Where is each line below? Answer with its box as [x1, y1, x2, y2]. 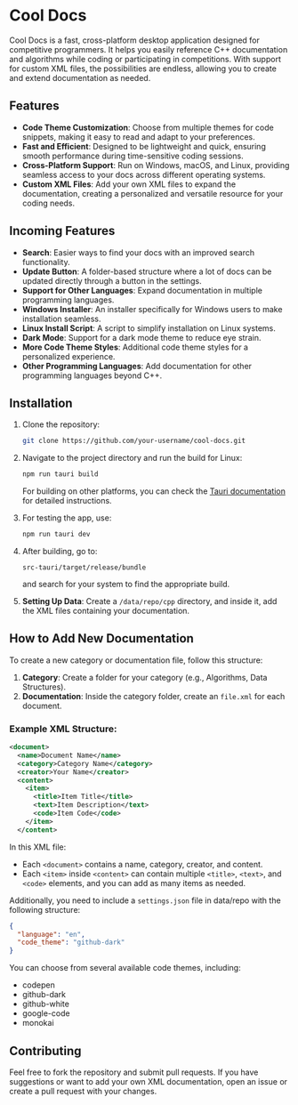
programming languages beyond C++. [21, 370, 163, 381]
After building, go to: [21, 546, 98, 556]
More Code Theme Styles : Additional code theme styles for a [21, 342, 249, 352]
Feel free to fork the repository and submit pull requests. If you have [9, 1067, 259, 1077]
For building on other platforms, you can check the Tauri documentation [21, 486, 286, 496]
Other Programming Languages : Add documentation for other [21, 360, 252, 371]
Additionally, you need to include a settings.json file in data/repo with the [9, 895, 282, 906]
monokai [21, 1018, 55, 1028]
